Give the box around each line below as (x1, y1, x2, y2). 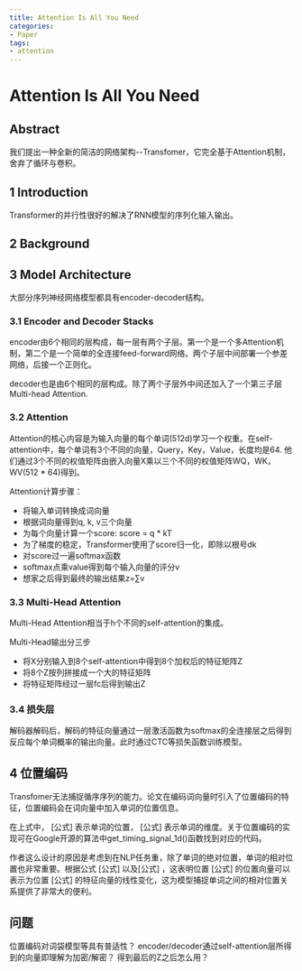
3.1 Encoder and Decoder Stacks (9, 315, 154, 328)
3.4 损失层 (9, 703, 55, 716)
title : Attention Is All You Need (9, 13, 140, 23)
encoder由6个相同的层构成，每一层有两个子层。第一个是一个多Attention (9, 337, 277, 347)
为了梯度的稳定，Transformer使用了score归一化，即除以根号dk (22, 539, 257, 550)
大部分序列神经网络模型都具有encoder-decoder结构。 (9, 292, 209, 303)
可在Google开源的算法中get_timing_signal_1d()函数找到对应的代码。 (16, 833, 268, 844)
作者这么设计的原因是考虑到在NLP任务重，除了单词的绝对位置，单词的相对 (9, 852, 286, 863)
